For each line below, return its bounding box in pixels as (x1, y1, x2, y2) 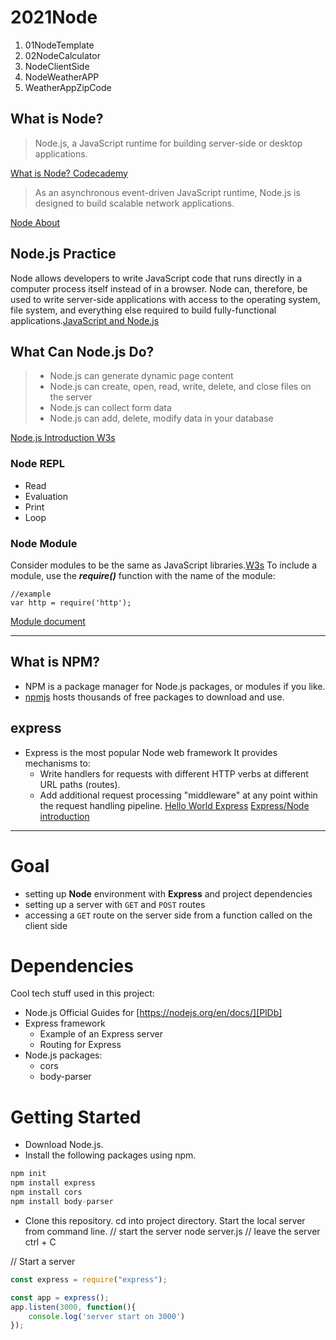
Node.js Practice (10, 246, 117, 263)
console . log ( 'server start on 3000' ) (28, 1311, 186, 1321)
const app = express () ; (10, 1292, 110, 1303)
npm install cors (10, 1187, 83, 1198)
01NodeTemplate (24, 39, 95, 51)
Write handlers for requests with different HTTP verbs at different (39, 767, 309, 780)
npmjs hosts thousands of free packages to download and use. (24, 691, 285, 703)
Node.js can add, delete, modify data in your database (49, 412, 274, 425)
